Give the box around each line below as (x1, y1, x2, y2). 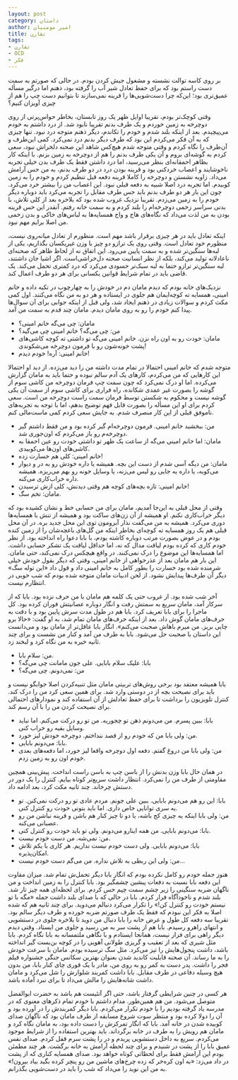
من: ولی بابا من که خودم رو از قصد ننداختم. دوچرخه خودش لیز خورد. (18, 731, 198, 739)
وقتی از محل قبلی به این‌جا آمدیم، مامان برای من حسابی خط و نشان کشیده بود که (8, 503, 223, 511)
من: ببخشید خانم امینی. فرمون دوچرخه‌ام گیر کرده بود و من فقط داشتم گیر (18, 421, 215, 430)
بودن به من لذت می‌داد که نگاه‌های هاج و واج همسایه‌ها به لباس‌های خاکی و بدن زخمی (8, 210, 230, 218)
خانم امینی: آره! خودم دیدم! (18, 348, 90, 358)
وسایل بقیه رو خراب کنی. (18, 723, 85, 732)
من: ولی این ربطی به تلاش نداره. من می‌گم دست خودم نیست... (18, 856, 186, 865)
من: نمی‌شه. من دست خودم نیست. (18, 834, 111, 842)
